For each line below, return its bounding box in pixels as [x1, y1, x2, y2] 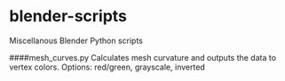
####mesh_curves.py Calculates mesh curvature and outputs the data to [9, 52, 277, 63]
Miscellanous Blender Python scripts [9, 35, 144, 46]
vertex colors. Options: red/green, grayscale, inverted [9, 62, 206, 72]
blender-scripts [9, 6, 127, 26]
